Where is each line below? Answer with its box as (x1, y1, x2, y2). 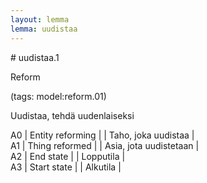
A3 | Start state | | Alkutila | (10, 161, 122, 173)
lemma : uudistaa (10, 24, 78, 34)
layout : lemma (10, 14, 70, 25)
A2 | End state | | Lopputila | (10, 150, 126, 162)
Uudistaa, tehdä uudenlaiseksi (10, 109, 135, 121)
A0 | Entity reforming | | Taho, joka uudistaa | (10, 129, 195, 141)
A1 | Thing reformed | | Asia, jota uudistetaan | (10, 139, 200, 151)
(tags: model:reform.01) (10, 90, 107, 102)
